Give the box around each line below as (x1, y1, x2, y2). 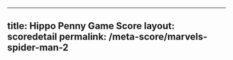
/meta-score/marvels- (108, 31, 208, 43)
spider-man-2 (7, 42, 69, 54)
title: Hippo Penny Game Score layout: (7, 20, 175, 32)
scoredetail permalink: (7, 31, 107, 43)
